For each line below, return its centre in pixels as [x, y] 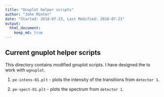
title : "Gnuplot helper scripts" [40, 10]
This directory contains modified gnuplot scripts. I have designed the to [78, 64]
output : [13, 24]
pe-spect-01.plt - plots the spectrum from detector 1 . [68, 89]
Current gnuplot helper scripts [53, 53]
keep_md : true [28, 33]
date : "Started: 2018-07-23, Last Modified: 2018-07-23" [65, 19]
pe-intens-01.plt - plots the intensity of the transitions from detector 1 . [86, 79]
